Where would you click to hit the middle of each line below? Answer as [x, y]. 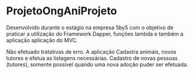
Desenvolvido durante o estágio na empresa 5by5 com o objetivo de [90, 27]
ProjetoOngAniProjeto [62, 11]
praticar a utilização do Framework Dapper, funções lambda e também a [95, 33]
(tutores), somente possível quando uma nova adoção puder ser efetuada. [97, 64]
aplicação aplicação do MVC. [42, 40]
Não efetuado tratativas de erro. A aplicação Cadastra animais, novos [91, 51]
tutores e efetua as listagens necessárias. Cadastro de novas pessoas [92, 58]
